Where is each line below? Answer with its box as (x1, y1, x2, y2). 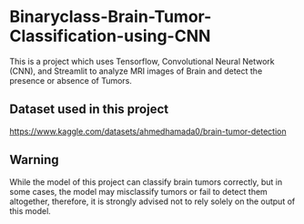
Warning (9, 152, 59, 168)
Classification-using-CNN (9, 25, 211, 46)
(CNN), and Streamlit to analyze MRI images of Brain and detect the (9, 66, 263, 76)
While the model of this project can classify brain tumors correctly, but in (9, 176, 283, 188)
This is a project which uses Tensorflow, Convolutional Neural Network (9, 56, 275, 66)
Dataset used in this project (9, 102, 169, 117)
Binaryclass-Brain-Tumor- (9, 6, 212, 27)
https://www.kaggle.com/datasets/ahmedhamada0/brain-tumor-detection (9, 126, 287, 137)
